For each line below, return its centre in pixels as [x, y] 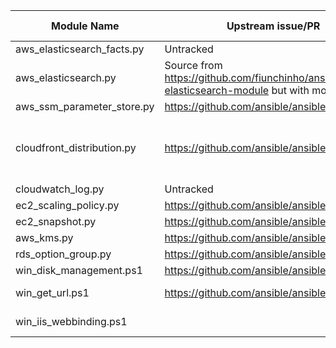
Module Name [85, 26]
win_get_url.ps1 [52, 292]
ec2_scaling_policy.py [67, 205]
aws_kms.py [44, 237]
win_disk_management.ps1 [79, 270]
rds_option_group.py [63, 254]
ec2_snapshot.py [56, 221]
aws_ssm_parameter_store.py [85, 106]
